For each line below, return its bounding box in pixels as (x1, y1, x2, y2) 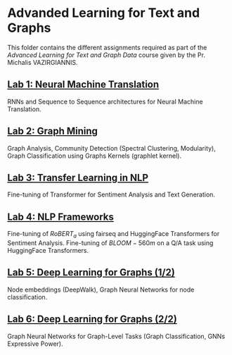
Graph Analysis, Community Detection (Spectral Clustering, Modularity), (7, 144, 216, 152)
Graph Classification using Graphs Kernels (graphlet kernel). (7, 151, 181, 160)
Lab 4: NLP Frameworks (7, 211, 114, 223)
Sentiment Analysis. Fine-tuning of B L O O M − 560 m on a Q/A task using (7, 238, 214, 247)
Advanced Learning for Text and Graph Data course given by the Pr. (7, 51, 206, 59)
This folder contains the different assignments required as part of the (7, 43, 207, 51)
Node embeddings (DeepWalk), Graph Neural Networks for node (7, 285, 195, 294)
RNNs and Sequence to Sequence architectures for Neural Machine (7, 97, 203, 106)
